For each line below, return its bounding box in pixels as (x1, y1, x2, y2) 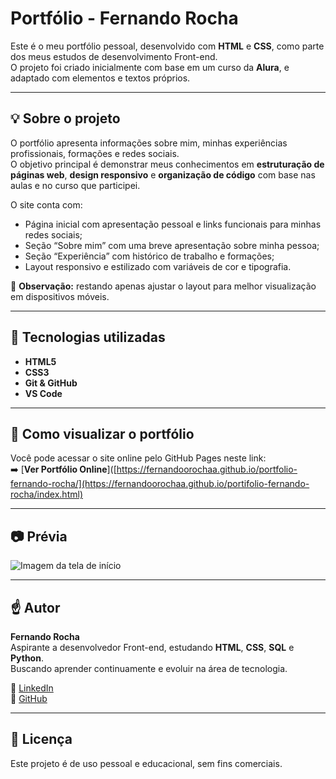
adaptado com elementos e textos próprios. (10, 72, 191, 84)
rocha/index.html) (10, 488, 83, 501)
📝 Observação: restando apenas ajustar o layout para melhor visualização (10, 280, 317, 292)
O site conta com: (10, 198, 83, 211)
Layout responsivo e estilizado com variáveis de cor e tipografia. (24, 260, 292, 272)
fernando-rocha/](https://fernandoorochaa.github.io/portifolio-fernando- (10, 478, 310, 490)
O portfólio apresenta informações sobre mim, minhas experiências (10, 137, 288, 149)
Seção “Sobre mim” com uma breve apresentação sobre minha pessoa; (24, 239, 320, 251)
